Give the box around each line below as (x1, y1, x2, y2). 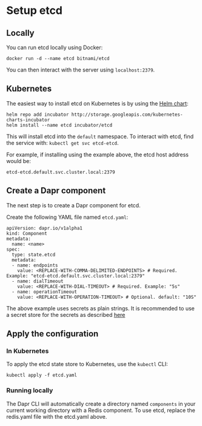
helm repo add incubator (6, 111, 69, 118)
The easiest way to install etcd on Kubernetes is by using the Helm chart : (6, 99, 189, 107)
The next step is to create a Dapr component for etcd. (6, 201, 141, 209)
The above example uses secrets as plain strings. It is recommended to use (6, 304, 195, 312)
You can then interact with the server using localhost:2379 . (6, 66, 155, 73)
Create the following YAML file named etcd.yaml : (6, 213, 129, 221)
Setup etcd (6, 4, 62, 18)
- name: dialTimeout (12, 278, 64, 284)
